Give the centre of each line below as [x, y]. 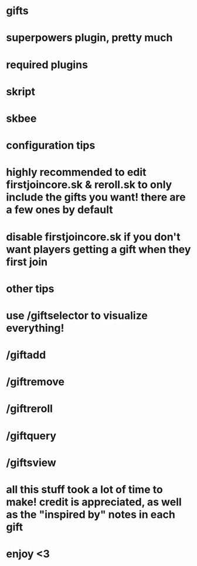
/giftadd [26, 355]
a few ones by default [60, 210]
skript [21, 91]
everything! [35, 328]
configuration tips [51, 146]
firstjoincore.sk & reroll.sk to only [89, 185]
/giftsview [31, 462]
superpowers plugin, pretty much [89, 38]
